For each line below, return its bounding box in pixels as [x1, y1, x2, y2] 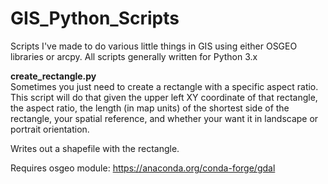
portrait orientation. [10, 123, 90, 135]
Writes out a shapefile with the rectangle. [10, 142, 180, 154]
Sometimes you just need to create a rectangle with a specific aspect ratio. [10, 80, 319, 92]
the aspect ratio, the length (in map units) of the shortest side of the [10, 102, 290, 114]
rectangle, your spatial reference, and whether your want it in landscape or [10, 112, 319, 124]
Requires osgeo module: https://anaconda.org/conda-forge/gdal [10, 162, 276, 174]
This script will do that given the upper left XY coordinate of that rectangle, [10, 91, 318, 103]
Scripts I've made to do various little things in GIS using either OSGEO [10, 40, 298, 52]
